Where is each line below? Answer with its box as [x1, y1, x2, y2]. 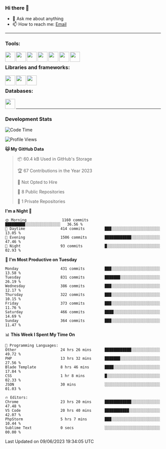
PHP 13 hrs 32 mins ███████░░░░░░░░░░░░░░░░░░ [5, 356, 161, 361]
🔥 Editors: [5, 395, 28, 400]
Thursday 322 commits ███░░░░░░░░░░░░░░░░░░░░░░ [5, 292, 161, 297]
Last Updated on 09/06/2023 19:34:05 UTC [5, 439, 94, 445]
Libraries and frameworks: [5, 64, 70, 71]
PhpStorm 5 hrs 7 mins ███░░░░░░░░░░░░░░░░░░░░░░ [5, 417, 161, 422]
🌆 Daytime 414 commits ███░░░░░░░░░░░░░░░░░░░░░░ [5, 226, 161, 231]
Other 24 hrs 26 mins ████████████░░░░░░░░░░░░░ [5, 347, 161, 352]
